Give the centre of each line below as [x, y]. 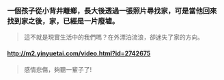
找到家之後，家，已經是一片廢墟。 [63, 21]
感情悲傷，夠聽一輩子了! [58, 69]
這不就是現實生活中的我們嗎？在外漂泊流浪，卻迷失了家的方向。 [113, 37]
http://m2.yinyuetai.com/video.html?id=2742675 [79, 53]
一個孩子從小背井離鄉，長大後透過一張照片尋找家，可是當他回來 [112, 10]
